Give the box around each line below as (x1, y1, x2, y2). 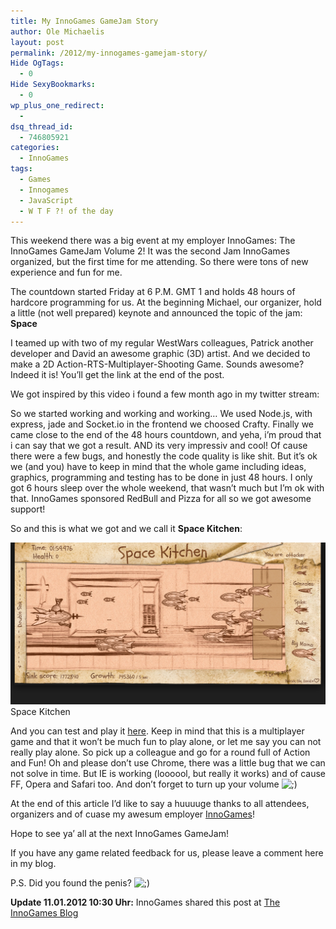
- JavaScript (19, 195, 74, 205)
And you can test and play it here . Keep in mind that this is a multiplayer (10, 725, 305, 737)
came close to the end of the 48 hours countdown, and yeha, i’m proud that (10, 429, 322, 441)
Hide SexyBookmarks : (10, 80, 97, 90)
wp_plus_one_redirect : (10, 100, 105, 110)
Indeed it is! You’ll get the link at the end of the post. (10, 369, 225, 381)
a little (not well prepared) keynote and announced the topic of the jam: (10, 307, 303, 319)
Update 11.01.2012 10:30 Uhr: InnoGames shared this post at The (10, 896, 281, 908)
